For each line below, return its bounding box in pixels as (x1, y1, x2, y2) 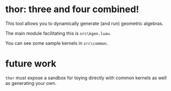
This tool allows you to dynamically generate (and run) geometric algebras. (5, 20, 164, 26)
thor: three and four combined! (5, 4, 139, 15)
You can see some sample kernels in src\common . (5, 40, 109, 46)
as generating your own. (5, 80, 57, 86)
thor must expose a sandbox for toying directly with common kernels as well (5, 75, 167, 81)
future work (5, 58, 56, 70)
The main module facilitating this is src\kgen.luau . (5, 30, 111, 36)
